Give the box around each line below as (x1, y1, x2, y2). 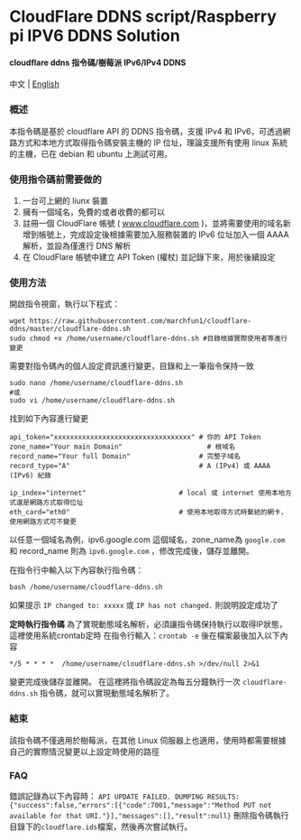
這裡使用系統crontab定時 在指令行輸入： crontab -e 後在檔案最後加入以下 (9, 630, 281, 642)
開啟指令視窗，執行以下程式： (9, 299, 120, 309)
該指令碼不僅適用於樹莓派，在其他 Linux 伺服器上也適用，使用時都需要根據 (9, 734, 287, 745)
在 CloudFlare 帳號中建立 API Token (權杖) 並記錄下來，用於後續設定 (22, 251, 276, 263)
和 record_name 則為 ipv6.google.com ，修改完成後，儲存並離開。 (9, 546, 254, 557)
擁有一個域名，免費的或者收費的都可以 (22, 206, 165, 217)
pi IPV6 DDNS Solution (9, 25, 180, 46)
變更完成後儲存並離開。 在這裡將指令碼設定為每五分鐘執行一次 (9, 677, 241, 688)
